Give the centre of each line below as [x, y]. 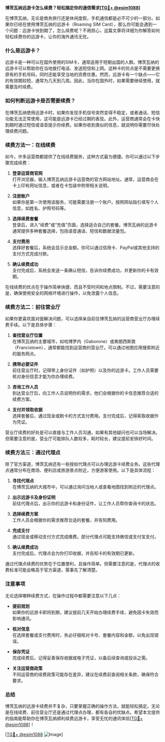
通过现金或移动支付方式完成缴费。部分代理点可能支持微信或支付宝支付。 [85, 537]
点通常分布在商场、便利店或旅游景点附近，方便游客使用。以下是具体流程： [80, 470]
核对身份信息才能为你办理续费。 [44, 376]
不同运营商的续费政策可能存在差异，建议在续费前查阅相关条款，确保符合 [85, 674]
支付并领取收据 [27, 410]
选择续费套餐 [25, 218]
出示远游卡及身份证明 [34, 497]
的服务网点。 [25, 354]
